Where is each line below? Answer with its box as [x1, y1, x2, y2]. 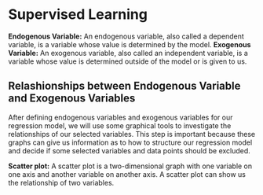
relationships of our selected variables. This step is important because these [8, 129, 256, 138]
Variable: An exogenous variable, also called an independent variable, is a [8, 48, 249, 57]
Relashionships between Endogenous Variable [8, 79, 241, 93]
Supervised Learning [8, 6, 148, 24]
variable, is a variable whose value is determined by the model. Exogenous [8, 39, 251, 49]
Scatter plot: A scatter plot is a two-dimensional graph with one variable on [8, 161, 253, 171]
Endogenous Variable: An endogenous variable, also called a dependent [8, 31, 245, 41]
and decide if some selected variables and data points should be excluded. [8, 145, 251, 155]
